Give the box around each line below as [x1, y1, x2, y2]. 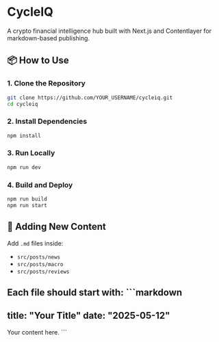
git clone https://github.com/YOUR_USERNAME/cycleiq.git [7, 94, 173, 101]
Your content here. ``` [7, 328, 67, 336]
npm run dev [7, 163, 41, 171]
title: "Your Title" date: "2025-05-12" [7, 310, 170, 321]
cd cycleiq [7, 101, 38, 107]
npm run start [7, 202, 48, 209]
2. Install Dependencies [7, 117, 88, 127]
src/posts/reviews [16, 268, 70, 275]
